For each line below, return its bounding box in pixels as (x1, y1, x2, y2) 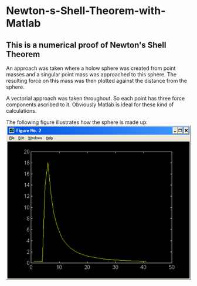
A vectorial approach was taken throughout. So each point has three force (6, 95, 185, 102)
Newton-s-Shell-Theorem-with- (6, 4, 166, 18)
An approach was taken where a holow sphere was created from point (6, 65, 176, 72)
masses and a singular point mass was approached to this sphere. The (6, 71, 177, 78)
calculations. (6, 107, 37, 114)
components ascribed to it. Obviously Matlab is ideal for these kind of (6, 101, 174, 108)
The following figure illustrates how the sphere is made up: (6, 119, 148, 126)
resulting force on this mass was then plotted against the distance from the (6, 78, 188, 84)
